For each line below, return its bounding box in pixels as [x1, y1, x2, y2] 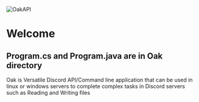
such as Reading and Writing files [6, 89, 90, 96]
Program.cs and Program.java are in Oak [6, 51, 163, 61]
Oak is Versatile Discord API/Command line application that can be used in [6, 76, 193, 83]
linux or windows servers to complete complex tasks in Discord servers [6, 83, 186, 90]
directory [6, 60, 43, 71]
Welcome [6, 27, 55, 40]
